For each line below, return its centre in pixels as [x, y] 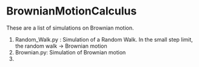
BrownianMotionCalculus [72, 11]
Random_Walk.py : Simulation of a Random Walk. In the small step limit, [104, 39]
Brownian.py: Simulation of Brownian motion [70, 52]
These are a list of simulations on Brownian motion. [70, 28]
